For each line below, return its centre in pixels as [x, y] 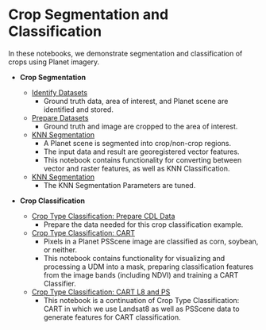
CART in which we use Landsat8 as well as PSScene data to [141, 309]
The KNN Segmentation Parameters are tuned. [120, 185]
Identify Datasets [60, 92]
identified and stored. [78, 109]
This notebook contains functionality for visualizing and [134, 258]
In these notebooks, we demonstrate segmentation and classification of [125, 53]
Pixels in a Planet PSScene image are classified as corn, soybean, [151, 241]
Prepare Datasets [60, 117]
